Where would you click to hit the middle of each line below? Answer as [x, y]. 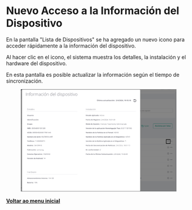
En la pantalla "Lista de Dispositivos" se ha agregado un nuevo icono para [95, 39]
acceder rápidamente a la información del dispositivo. [71, 46]
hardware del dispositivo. [37, 63]
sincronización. [24, 81]
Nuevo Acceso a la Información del [93, 11]
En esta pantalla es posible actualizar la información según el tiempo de [93, 74]
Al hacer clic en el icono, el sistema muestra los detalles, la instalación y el [96, 57]
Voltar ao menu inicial [33, 201]
